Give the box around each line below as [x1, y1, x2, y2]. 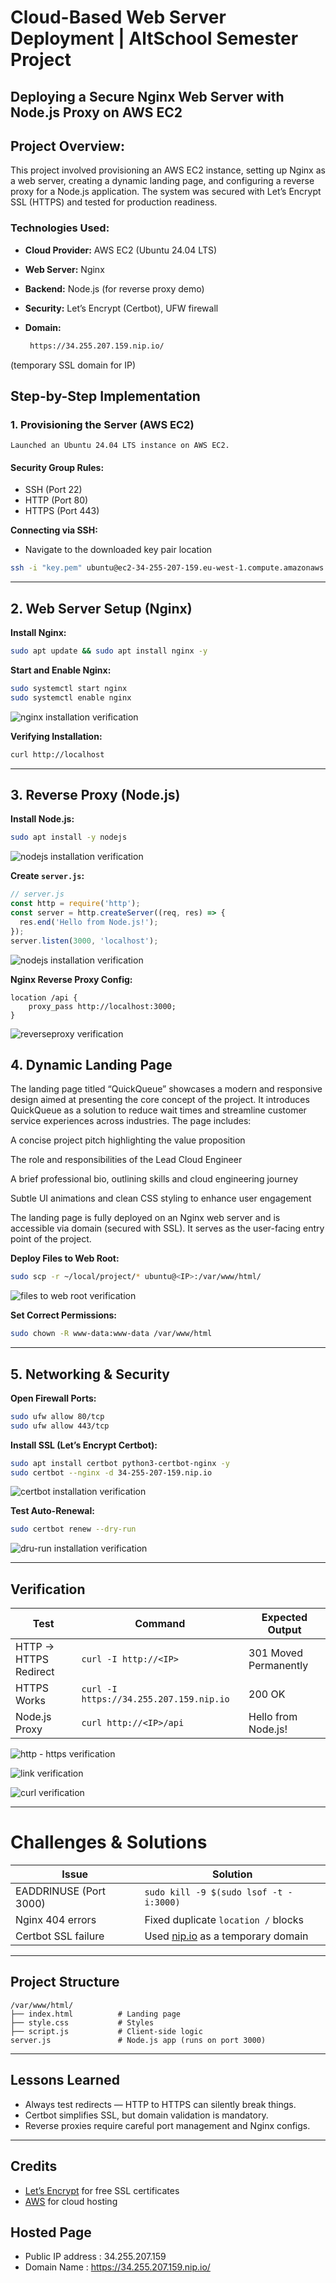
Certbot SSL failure [15, 1929, 105, 1943]
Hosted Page [10, 2224, 92, 2241]
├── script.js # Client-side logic [10, 2026, 203, 2036]
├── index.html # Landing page [10, 2009, 182, 2019]
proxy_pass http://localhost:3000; [28, 1001, 177, 1011]
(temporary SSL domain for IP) [10, 359, 137, 371]
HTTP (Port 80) [24, 494, 89, 506]
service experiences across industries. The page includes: [10, 1115, 252, 1127]
